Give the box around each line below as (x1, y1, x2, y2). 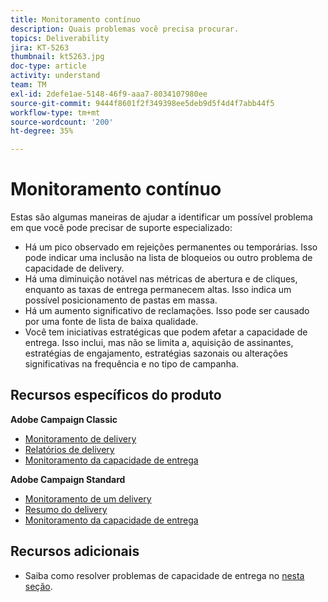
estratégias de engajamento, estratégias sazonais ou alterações (24, 347, 288, 360)
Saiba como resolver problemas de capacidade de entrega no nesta (24, 569, 305, 581)
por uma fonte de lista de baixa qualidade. (24, 316, 199, 328)
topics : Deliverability (10, 33, 110, 43)
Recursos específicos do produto (10, 387, 222, 404)
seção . (24, 580, 53, 592)
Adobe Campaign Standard (10, 473, 126, 485)
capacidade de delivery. (24, 262, 125, 275)
